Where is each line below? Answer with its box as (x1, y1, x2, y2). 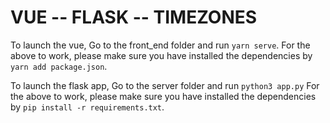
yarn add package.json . (10, 60, 108, 72)
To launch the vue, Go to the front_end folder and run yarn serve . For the (10, 39, 311, 51)
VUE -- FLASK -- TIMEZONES (10, 6, 258, 29)
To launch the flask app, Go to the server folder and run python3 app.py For (10, 79, 320, 91)
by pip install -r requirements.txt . (10, 101, 165, 113)
